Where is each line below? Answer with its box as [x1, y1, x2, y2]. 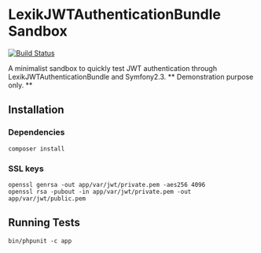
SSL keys [8, 163, 45, 174]
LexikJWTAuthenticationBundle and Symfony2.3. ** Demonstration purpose [8, 72, 254, 81]
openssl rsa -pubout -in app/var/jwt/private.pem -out [8, 188, 192, 195]
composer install [8, 144, 65, 153]
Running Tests [8, 216, 80, 229]
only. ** [8, 80, 33, 90]
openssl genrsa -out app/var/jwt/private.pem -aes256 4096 [8, 180, 206, 188]
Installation [8, 103, 64, 117]
